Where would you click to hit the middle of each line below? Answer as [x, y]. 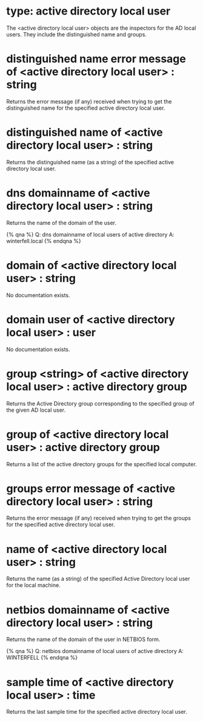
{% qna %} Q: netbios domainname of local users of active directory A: [95, 651]
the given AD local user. [36, 410]
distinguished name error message [96, 59]
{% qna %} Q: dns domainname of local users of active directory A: [90, 234]
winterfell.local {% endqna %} [44, 241]
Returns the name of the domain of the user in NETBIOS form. [83, 639]
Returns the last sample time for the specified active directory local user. [97, 712]
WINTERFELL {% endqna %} [42, 658]
